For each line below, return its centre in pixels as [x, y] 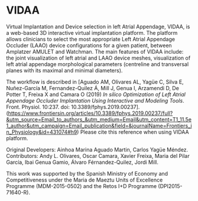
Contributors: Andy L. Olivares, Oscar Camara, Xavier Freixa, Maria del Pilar [98, 156]
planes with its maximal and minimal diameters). [64, 70]
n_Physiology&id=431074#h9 [42, 132]
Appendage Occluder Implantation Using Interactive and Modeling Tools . [95, 100]
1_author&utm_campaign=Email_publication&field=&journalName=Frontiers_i [99, 126]
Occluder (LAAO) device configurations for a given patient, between [89, 45]
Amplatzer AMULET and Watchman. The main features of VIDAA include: [95, 51]
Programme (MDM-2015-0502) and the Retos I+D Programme [82, 186]
